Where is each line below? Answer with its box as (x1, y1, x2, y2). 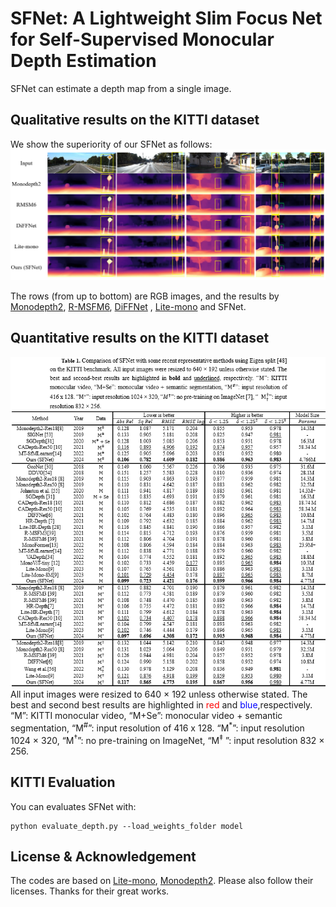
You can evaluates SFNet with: (10, 800, 137, 812)
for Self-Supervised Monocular (10, 28, 275, 51)
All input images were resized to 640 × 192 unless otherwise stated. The (10, 688, 308, 701)
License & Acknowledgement (10, 848, 197, 865)
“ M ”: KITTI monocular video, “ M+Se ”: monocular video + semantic (10, 710, 283, 722)
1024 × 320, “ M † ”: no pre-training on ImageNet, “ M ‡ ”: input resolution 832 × (10, 733, 325, 746)
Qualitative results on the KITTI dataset (10, 112, 260, 129)
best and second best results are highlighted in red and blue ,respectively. (10, 699, 313, 711)
